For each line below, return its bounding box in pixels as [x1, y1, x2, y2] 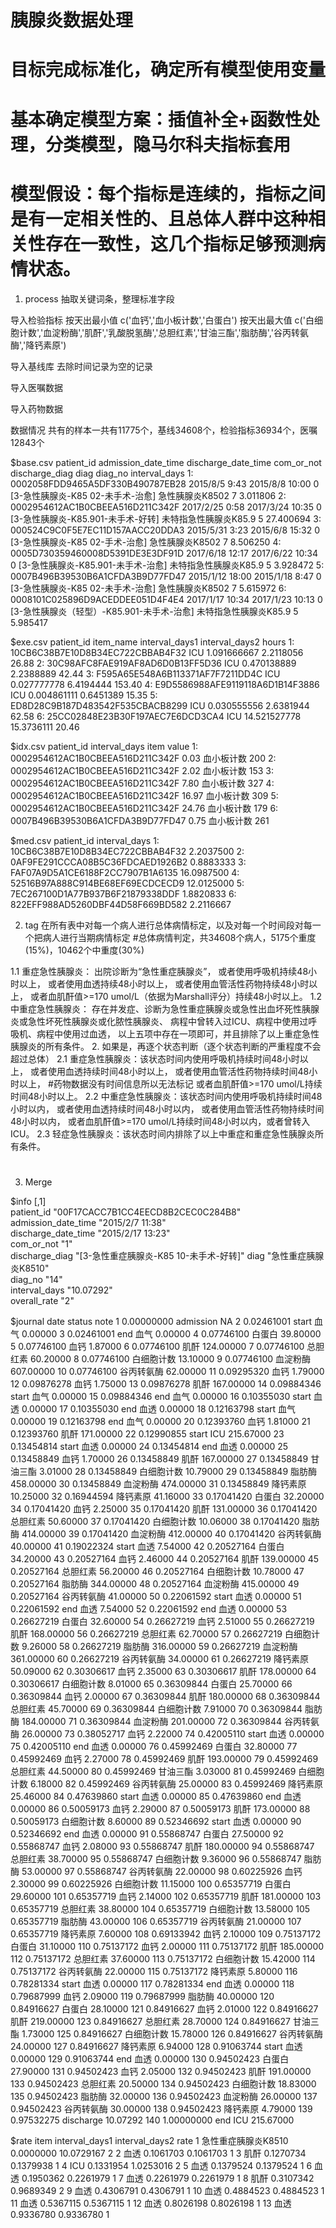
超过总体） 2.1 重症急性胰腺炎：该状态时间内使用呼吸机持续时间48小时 [10, 1052, 300, 1065]
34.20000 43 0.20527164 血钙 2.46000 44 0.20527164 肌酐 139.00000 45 [10, 1552, 320, 1565]
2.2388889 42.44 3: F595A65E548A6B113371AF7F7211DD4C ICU [10, 667, 281, 680]
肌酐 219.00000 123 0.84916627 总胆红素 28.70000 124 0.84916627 [10, 2015, 291, 2027]
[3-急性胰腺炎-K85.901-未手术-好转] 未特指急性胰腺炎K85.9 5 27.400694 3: [10, 512, 322, 525]
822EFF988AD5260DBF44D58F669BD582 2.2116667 [10, 898, 232, 910]
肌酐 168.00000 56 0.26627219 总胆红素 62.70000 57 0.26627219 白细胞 [10, 1627, 312, 1640]
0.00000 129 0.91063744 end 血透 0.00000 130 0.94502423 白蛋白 [10, 2052, 290, 2065]
